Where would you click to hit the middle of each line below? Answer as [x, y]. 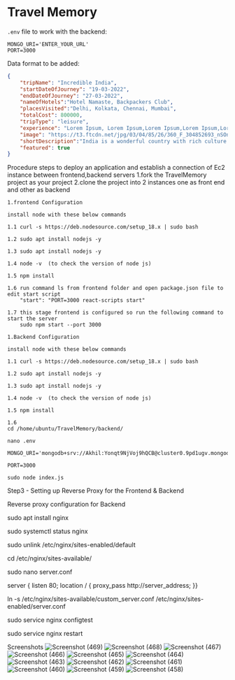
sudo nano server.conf [40, 572]
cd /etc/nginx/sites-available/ [50, 558]
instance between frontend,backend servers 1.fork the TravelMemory [107, 175]
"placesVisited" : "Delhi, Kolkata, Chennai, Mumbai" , [98, 109]
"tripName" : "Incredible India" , [69, 82]
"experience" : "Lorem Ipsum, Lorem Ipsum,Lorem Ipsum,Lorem [109, 128]
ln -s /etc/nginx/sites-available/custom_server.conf [81, 599]
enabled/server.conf [37, 607]
